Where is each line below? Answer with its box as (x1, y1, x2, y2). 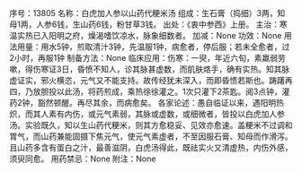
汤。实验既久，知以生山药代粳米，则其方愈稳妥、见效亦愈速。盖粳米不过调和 (9, 120, 293, 130)
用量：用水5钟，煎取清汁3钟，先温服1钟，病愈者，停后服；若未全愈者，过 (16, 41, 290, 52)
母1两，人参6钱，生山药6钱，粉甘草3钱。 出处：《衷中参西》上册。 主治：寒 (9, 19, 288, 30)
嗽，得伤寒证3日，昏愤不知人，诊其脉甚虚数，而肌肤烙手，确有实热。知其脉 (9, 64, 290, 74)
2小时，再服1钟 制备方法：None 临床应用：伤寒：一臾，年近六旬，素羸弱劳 (9, 53, 286, 63)
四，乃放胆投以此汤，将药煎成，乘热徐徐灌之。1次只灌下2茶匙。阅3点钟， (9, 86, 282, 97)
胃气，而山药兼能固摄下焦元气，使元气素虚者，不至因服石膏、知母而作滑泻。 (9, 131, 293, 142)
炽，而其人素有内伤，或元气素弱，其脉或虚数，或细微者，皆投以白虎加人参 (9, 108, 285, 119)
